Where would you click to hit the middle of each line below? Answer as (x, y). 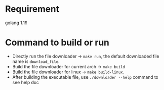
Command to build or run (57, 43)
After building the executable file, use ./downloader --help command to (85, 77)
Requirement (32, 9)
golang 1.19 (16, 23)
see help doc (25, 82)
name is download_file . (36, 61)
